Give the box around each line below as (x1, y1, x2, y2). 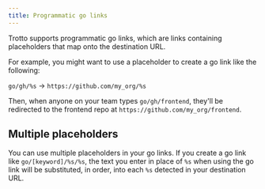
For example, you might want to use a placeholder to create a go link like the (8, 57, 257, 66)
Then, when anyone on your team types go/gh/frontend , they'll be (8, 96, 224, 105)
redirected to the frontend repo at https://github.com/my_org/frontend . (8, 104, 242, 114)
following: (8, 65, 40, 75)
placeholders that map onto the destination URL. (8, 41, 166, 51)
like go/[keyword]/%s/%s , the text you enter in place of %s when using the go (8, 157, 255, 166)
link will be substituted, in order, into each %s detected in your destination (8, 165, 247, 175)
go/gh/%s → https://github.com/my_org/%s (8, 81, 146, 90)
